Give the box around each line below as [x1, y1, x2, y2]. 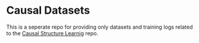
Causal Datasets [6, 4, 90, 17]
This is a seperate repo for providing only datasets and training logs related [6, 23, 193, 30]
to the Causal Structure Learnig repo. [6, 29, 98, 36]
